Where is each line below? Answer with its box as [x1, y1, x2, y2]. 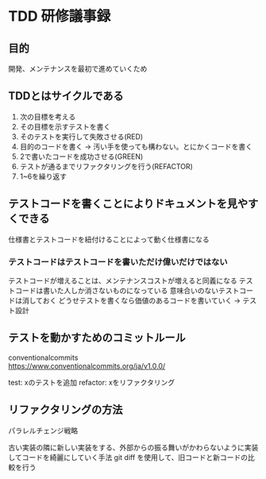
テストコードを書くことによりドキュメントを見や [8, 197, 249, 211]
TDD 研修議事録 [8, 7, 111, 25]
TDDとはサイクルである [8, 89, 125, 103]
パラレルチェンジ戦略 [8, 426, 78, 435]
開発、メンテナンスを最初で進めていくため [8, 64, 148, 73]
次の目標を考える [19, 112, 76, 122]
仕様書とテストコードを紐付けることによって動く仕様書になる [8, 234, 210, 244]
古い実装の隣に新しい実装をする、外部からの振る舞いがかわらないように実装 [8, 442, 259, 452]
